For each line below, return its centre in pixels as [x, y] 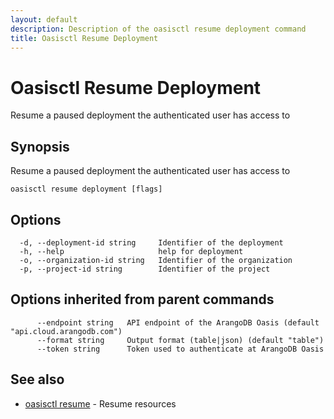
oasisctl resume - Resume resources [100, 403]
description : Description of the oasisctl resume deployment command [158, 29]
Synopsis [40, 146]
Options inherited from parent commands [142, 299]
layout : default [44, 19]
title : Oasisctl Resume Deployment [84, 38]
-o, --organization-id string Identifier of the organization [156, 260]
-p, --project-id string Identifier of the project [145, 269]
